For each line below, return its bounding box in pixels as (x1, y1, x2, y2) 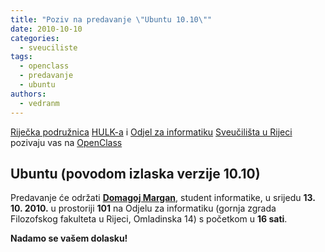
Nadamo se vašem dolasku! (10, 232, 128, 245)
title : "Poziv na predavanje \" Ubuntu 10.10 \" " (10, 14, 213, 25)
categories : (10, 33, 60, 43)
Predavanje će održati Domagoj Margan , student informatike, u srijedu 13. (10, 192, 316, 204)
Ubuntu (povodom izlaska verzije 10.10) (10, 165, 261, 182)
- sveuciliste (19, 42, 78, 53)
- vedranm (19, 98, 60, 108)
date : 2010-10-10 (10, 24, 83, 34)
